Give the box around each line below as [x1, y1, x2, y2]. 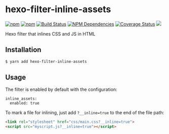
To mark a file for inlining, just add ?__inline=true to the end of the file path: [5, 110, 164, 116]
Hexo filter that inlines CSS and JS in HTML [5, 30, 96, 37]
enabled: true [10, 100, 39, 106]
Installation [5, 46, 41, 54]
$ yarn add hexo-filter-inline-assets [5, 59, 87, 64]
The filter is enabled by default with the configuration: [5, 86, 117, 92]
